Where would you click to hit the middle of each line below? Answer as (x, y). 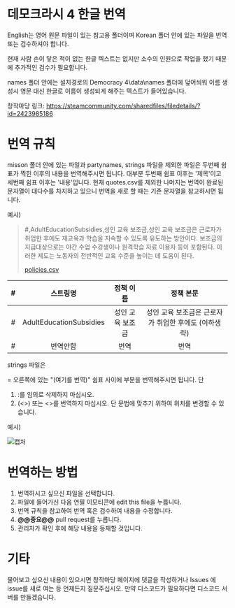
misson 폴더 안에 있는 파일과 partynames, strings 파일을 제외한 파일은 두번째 (113, 164)
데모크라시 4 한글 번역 (66, 14)
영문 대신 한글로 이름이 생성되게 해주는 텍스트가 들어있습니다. (103, 91)
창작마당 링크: (26, 106)
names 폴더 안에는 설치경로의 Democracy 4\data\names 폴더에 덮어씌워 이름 (114, 82)
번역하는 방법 (43, 473)
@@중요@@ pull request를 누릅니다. (69, 519)
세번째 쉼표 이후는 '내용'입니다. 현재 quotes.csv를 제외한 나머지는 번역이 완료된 (115, 182)
